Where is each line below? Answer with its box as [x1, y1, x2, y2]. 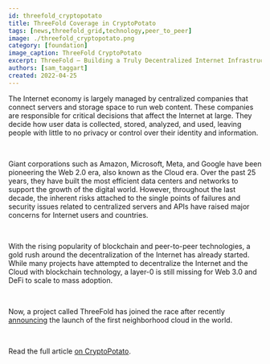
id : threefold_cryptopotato [8, 11, 103, 20]
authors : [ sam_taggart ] [8, 64, 88, 72]
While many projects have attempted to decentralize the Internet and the [8, 258, 248, 268]
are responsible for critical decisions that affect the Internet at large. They [8, 110, 252, 121]
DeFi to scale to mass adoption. [8, 275, 113, 285]
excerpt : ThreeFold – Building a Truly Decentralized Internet [8, 57, 225, 65]
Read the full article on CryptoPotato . [8, 346, 131, 356]
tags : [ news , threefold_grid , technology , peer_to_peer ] [8, 27, 193, 35]
